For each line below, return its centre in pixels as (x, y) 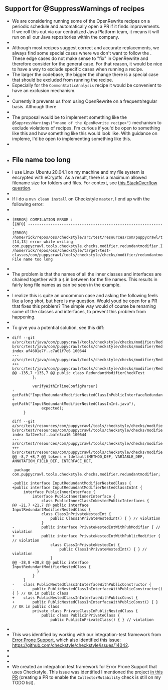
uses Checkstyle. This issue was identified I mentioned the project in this (87, 672)
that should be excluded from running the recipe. (62, 80)
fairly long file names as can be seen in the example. (66, 285)
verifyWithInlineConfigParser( (65, 386)
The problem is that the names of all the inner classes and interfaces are (87, 274)
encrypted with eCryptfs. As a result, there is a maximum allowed (79, 177)
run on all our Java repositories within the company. (65, 37)
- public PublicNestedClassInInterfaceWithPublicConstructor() (87, 589)
